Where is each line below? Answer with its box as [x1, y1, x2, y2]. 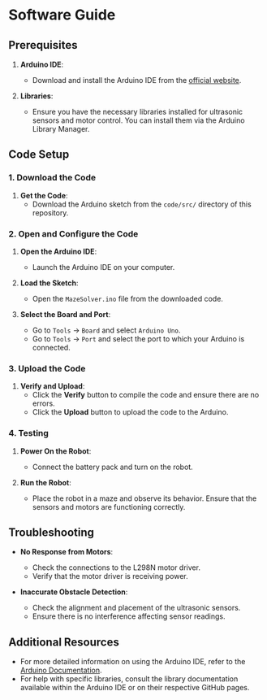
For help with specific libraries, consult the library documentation [19, 674, 239, 684]
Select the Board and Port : [19, 309, 111, 319]
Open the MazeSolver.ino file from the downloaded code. [32, 293, 223, 303]
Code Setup [8, 148, 70, 162]
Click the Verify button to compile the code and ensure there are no [32, 390, 260, 400]
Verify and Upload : [19, 381, 85, 391]
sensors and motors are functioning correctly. [32, 502, 186, 511]
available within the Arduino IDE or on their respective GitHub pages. [19, 683, 250, 693]
